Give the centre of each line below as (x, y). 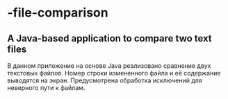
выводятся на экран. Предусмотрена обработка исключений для (105, 80)
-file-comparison (58, 13)
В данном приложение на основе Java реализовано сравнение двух (109, 66)
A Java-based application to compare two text (109, 38)
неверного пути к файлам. (46, 88)
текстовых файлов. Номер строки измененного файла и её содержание (114, 73)
